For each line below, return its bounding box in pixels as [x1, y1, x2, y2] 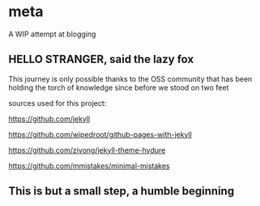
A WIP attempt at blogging [8, 29, 96, 39]
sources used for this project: [8, 98, 107, 107]
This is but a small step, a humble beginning [8, 184, 235, 198]
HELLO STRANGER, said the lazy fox [8, 53, 194, 66]
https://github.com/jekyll [8, 114, 91, 124]
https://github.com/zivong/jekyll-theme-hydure [8, 145, 166, 155]
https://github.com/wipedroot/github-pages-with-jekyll [8, 129, 192, 139]
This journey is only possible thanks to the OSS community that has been [8, 74, 253, 83]
